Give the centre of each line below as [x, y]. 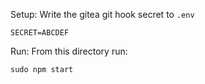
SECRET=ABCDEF [40, 33]
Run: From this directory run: [69, 51]
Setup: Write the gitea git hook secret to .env [102, 14]
